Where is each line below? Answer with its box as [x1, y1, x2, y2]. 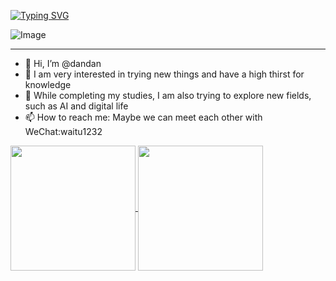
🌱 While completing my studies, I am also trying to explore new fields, [24, 90, 312, 101]
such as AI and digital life [24, 100, 129, 112]
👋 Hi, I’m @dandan [24, 58, 102, 69]
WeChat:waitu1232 [24, 126, 103, 137]
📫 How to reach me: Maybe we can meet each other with [24, 111, 263, 123]
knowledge [24, 79, 72, 90]
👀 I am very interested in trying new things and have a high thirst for [24, 68, 305, 80]
